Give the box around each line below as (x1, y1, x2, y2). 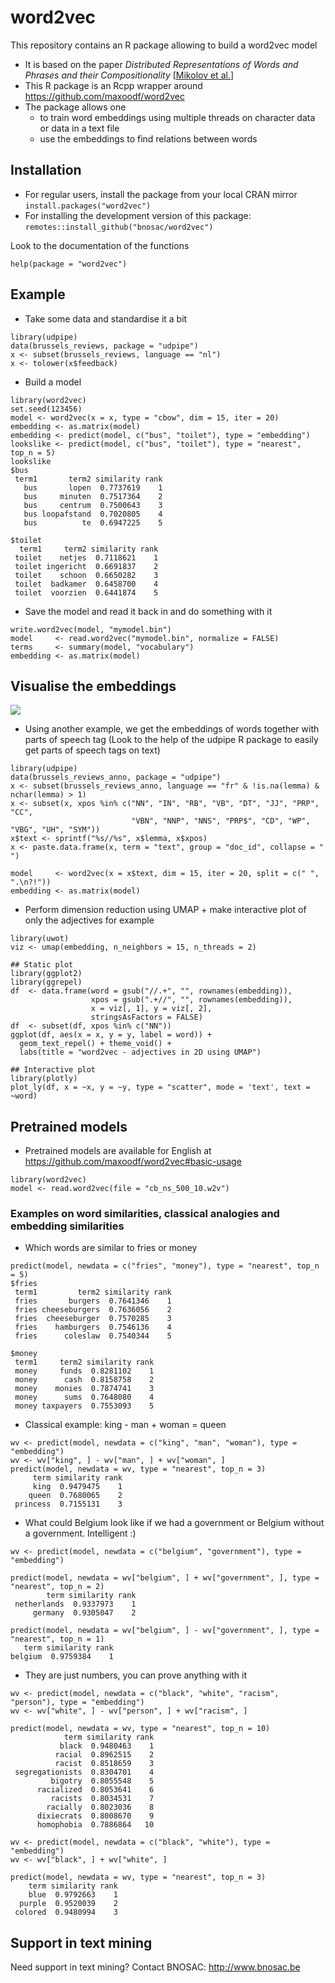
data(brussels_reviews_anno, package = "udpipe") (10, 772, 222, 783)
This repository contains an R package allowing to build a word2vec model (10, 39, 318, 51)
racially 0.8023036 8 (46, 1802, 155, 1813)
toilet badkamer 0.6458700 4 (14, 579, 159, 589)
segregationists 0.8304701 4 (14, 1767, 155, 1778)
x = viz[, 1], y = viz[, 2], (90, 1004, 213, 1014)
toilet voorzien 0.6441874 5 (14, 587, 159, 598)
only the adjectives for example (24, 914, 155, 926)
